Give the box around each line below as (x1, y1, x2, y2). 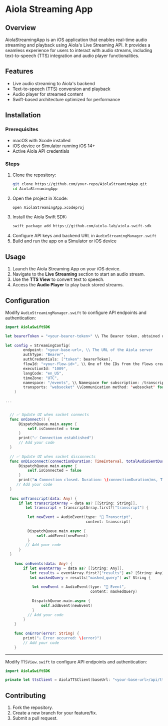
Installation (5, 111, 41, 120)
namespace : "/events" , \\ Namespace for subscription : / (23, 380, 144, 385)
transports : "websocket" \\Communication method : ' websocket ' (23, 385, 155, 390)
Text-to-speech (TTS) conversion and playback (12, 86, 111, 92)
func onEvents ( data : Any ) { (14, 561, 72, 566)
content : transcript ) (85, 519, 131, 524)
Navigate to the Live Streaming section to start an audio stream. (12, 271, 145, 277)
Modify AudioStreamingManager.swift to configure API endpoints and (5, 309, 146, 315)
